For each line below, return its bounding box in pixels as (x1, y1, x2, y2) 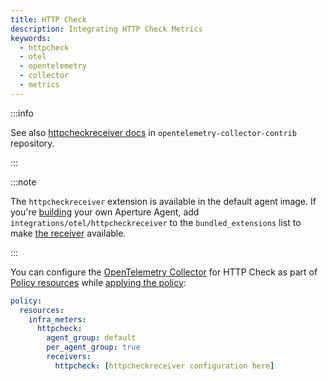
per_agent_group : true (46, 342, 141, 353)
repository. (10, 137, 55, 149)
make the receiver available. (10, 227, 127, 239)
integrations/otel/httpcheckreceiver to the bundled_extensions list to (10, 216, 302, 228)
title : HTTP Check (10, 14, 87, 25)
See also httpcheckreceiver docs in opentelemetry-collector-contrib (10, 126, 297, 138)
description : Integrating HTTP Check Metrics (10, 24, 203, 34)
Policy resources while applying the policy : (10, 276, 187, 288)
